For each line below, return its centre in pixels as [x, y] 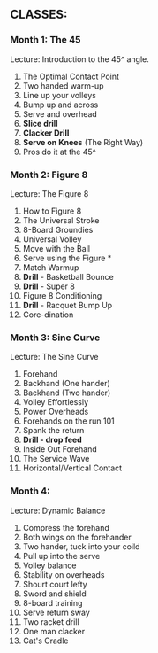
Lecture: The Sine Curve [55, 357]
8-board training [53, 602]
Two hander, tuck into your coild [81, 546]
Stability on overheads [64, 574]
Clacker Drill [46, 133]
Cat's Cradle [45, 641]
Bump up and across [60, 105]
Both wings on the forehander [77, 537]
